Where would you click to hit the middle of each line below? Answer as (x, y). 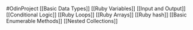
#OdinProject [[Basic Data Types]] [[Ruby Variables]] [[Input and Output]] (96, 9)
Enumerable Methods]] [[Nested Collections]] (62, 21)
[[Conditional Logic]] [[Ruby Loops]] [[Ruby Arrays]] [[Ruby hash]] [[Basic (96, 15)
